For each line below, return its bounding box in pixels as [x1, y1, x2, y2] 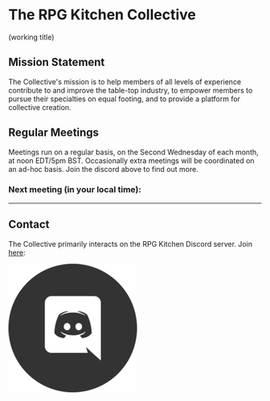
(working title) [8, 32, 55, 42]
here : [8, 248, 26, 257]
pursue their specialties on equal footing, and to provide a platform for [8, 94, 241, 104]
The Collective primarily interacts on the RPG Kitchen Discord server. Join [8, 239, 253, 248]
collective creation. [8, 102, 72, 112]
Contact [8, 218, 50, 231]
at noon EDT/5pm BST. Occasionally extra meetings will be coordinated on [8, 155, 255, 166]
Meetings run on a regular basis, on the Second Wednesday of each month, [8, 147, 259, 157]
